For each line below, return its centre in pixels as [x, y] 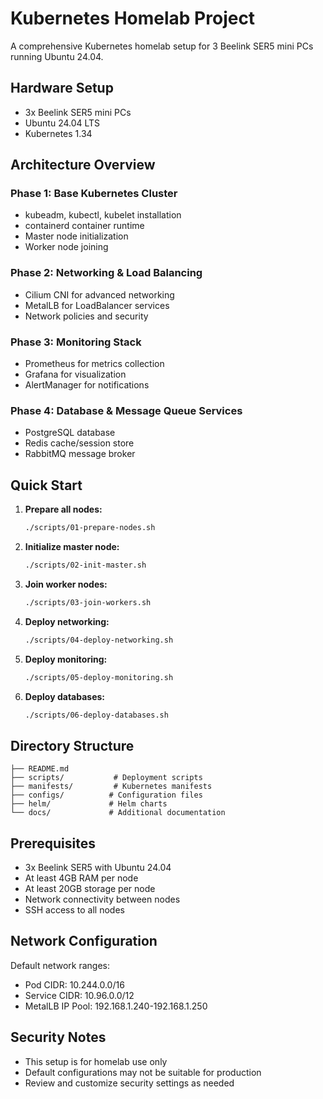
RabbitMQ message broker [80, 454]
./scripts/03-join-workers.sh [88, 602]
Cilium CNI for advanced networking [99, 294]
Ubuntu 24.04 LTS [62, 123]
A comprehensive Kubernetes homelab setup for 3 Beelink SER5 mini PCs [162, 46]
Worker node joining [66, 247]
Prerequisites [53, 843]
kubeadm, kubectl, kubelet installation [103, 215]
